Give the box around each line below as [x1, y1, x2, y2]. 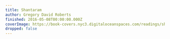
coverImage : [5, 21, 30, 27]
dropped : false [5, 26, 37, 31]
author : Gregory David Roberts [5, 12, 71, 17]
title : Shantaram [5, 7, 42, 13]
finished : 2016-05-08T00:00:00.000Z [5, 17, 82, 22]
